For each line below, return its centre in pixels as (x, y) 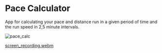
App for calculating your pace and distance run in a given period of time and (81, 22)
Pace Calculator (38, 8)
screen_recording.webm (29, 45)
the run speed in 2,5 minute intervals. (42, 26)
